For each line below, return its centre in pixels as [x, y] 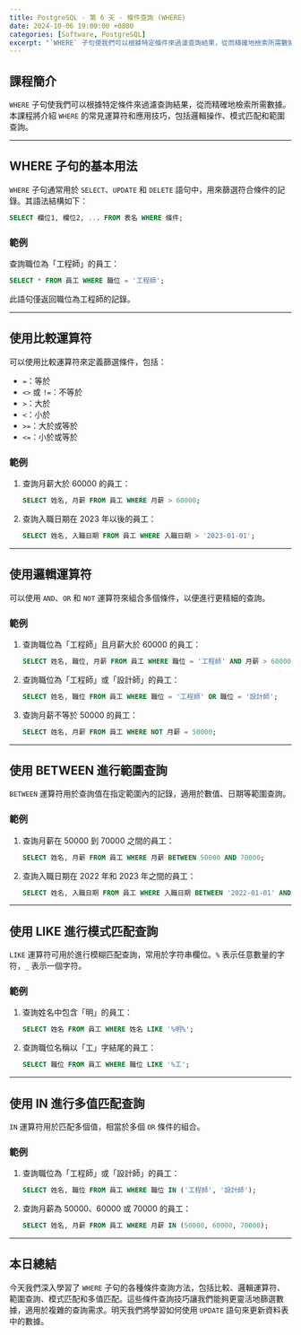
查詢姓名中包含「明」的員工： [77, 1012]
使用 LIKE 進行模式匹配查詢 [84, 931]
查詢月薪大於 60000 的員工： [76, 484]
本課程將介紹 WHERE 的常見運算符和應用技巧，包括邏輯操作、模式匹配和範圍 [147, 116]
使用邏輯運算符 [51, 575]
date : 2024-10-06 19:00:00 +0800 [72, 26]
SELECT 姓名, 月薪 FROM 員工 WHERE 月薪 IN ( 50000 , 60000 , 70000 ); [145, 1226]
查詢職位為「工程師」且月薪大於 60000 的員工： [112, 644]
